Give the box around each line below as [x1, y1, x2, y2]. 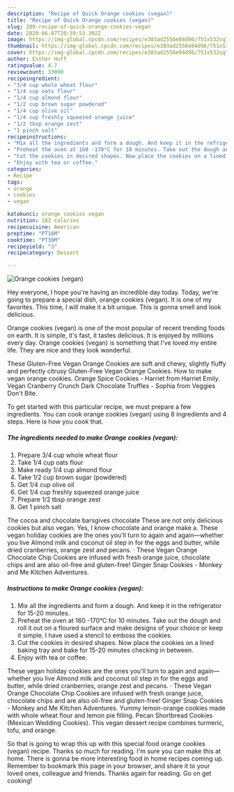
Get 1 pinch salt [17, 503, 62, 511]
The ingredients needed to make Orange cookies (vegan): [7, 433, 178, 442]
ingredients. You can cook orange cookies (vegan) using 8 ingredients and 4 [7, 410, 227, 419]
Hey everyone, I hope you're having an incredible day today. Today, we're [7, 288, 218, 297]
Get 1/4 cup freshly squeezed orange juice [17, 488, 140, 497]
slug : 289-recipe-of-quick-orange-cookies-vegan [7, 23, 151, 30]
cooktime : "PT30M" [7, 236, 61, 244]
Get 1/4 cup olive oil [17, 481, 75, 489]
